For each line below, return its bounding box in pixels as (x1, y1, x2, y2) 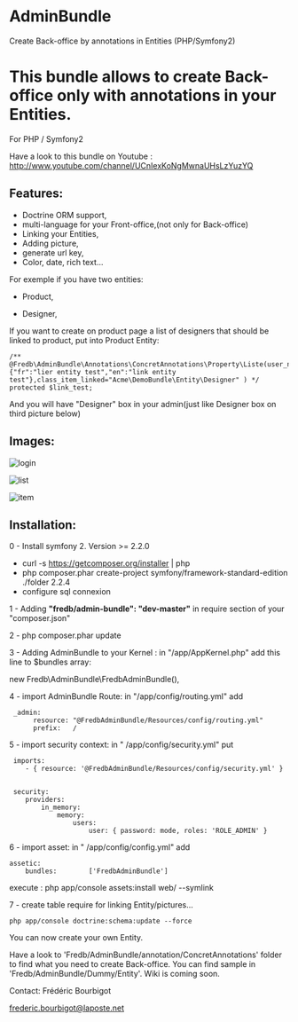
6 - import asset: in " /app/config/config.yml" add (9, 842, 191, 853)
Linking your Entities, (21, 228, 99, 239)
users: (72, 819, 98, 828)
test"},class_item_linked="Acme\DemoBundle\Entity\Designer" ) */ (9, 375, 260, 384)
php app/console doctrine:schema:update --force (9, 916, 192, 926)
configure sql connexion (21, 586, 111, 597)
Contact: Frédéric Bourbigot (9, 986, 112, 996)
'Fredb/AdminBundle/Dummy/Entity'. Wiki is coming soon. (9, 969, 220, 979)
